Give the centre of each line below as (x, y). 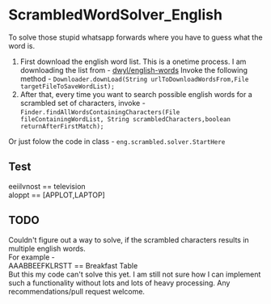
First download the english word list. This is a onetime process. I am (133, 61)
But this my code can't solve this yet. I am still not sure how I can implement (135, 274)
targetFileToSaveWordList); (67, 87)
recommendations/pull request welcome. (77, 291)
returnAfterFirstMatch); (62, 126)
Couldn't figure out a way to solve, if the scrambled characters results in (129, 239)
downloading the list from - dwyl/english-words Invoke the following (134, 70)
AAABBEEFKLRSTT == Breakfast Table (73, 265)
